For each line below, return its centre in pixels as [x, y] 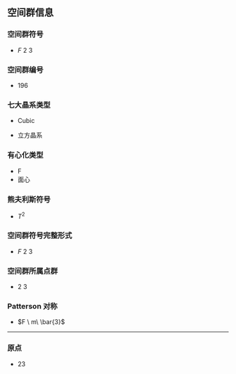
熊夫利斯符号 [29, 199]
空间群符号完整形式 [40, 236]
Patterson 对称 [32, 307]
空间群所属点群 [33, 271]
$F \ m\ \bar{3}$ [41, 322]
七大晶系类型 [29, 105]
